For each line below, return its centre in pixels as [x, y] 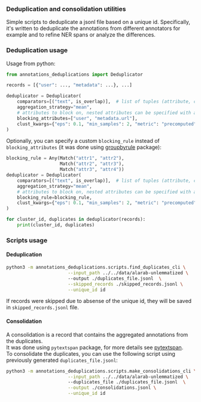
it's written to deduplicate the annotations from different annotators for [93, 28]
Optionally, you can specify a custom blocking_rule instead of [83, 141]
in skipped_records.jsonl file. [43, 307]
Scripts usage [27, 240]
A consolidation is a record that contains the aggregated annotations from [97, 334]
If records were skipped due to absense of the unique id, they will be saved [99, 301]
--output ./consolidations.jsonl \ [112, 388]
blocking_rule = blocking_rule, [55, 197]
